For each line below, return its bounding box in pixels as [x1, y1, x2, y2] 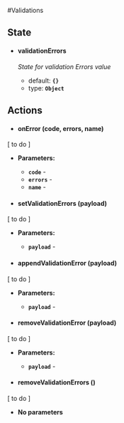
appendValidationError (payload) [17, 258, 118, 267]
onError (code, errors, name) [17, 124, 104, 132]
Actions [7, 104, 43, 116]
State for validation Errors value [17, 62, 111, 70]
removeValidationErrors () [17, 378, 96, 387]
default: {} [28, 76, 59, 85]
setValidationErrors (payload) [17, 199, 108, 207]
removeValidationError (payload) [17, 318, 117, 327]
